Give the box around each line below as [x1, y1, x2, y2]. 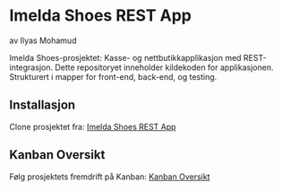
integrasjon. [9, 62, 54, 73]
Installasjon [9, 98, 76, 113]
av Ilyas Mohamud [9, 35, 77, 46]
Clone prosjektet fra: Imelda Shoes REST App [9, 121, 176, 132]
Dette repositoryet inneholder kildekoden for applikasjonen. [55, 62, 274, 73]
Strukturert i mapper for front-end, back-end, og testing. [9, 71, 218, 82]
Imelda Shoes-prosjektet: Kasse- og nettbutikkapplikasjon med [9, 52, 242, 63]
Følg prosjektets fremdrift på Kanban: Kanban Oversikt [9, 171, 210, 182]
